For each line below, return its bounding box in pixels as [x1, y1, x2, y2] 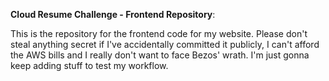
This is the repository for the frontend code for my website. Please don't [10, 28, 308, 39]
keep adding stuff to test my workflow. [10, 60, 169, 71]
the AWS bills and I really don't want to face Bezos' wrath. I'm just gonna [10, 49, 310, 61]
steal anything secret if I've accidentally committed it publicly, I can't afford [10, 39, 320, 50]
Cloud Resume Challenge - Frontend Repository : [10, 9, 216, 20]
